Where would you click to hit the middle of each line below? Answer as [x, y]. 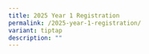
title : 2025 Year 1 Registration [64, 15]
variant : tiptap [35, 30]
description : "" [35, 38]
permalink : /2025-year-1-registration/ [75, 23]
